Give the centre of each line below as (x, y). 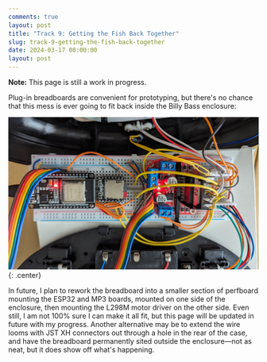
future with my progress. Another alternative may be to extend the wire (124, 324)
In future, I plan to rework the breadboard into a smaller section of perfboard (133, 291)
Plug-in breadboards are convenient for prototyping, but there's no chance (131, 98)
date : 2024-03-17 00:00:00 (53, 50)
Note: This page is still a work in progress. (77, 82)
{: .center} (25, 275)
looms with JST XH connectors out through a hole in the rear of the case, (128, 333)
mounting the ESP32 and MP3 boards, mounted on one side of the (117, 298)
